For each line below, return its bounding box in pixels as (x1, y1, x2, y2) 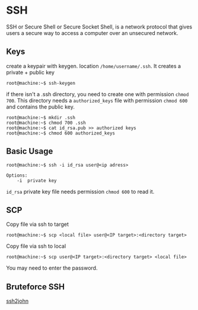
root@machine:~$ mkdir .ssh (6, 114, 76, 120)
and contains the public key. (6, 103, 75, 110)
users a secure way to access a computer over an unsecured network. (6, 29, 179, 36)
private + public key (6, 69, 55, 76)
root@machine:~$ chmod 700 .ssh (6, 120, 86, 126)
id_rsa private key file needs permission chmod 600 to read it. (6, 188, 155, 195)
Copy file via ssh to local (6, 242, 66, 250)
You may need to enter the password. (6, 264, 98, 271)
